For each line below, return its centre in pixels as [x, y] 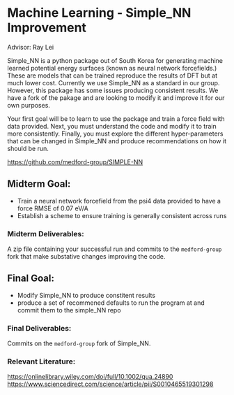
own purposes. [29, 105]
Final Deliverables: [39, 328]
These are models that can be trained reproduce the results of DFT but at [112, 76]
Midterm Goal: [39, 184]
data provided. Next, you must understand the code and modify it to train [112, 126]
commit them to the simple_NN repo [69, 310]
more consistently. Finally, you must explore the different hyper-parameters [115, 134]
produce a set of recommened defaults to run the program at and [111, 303]
